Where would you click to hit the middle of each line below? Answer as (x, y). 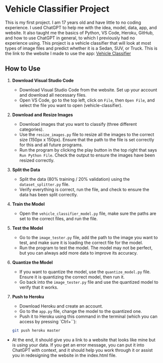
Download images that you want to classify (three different (78, 124)
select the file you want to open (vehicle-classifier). (71, 105)
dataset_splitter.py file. (44, 184)
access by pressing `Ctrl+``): (48, 321)
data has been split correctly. (48, 194)
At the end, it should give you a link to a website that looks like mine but (84, 340)
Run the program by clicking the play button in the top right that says (88, 150)
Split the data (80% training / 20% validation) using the (74, 179)
